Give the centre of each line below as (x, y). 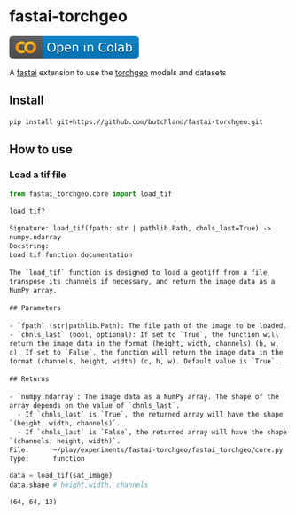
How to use (41, 149)
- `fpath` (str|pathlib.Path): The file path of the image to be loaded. (148, 326)
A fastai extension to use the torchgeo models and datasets (118, 72)
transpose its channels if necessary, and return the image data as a (142, 282)
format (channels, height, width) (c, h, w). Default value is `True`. (144, 362)
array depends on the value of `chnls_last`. (94, 406)
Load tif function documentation (71, 255)
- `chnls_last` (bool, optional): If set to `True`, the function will (144, 335)
